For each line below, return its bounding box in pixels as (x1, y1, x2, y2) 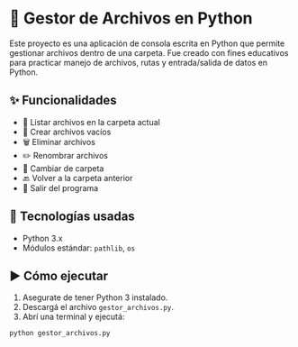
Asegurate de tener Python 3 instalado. (22, 292, 168, 303)
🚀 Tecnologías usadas (9, 209, 135, 224)
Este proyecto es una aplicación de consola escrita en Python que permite (9, 38, 285, 49)
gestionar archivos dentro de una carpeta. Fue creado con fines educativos (9, 47, 289, 58)
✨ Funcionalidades (9, 93, 117, 108)
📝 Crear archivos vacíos (22, 126, 112, 137)
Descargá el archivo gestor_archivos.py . (22, 302, 174, 313)
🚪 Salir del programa (22, 182, 99, 193)
